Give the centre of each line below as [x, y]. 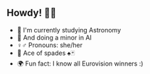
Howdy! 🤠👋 [32, 13]
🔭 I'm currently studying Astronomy [69, 30]
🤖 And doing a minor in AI [54, 37]
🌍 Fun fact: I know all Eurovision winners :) [80, 63]
